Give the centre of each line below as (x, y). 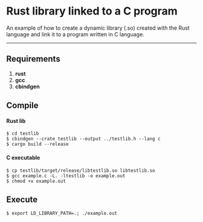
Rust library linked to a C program (92, 11)
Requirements (33, 59)
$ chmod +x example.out (36, 181)
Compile (22, 106)
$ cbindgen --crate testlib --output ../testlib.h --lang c (84, 139)
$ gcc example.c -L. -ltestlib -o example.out (66, 176)
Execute (22, 199)
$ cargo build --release (37, 144)
